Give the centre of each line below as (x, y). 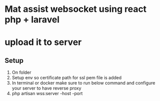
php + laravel (32, 20)
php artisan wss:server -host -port (47, 94)
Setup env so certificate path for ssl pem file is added (67, 78)
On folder (22, 72)
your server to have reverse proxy (46, 88)
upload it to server (43, 42)
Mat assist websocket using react (76, 9)
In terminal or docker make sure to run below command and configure (83, 83)
